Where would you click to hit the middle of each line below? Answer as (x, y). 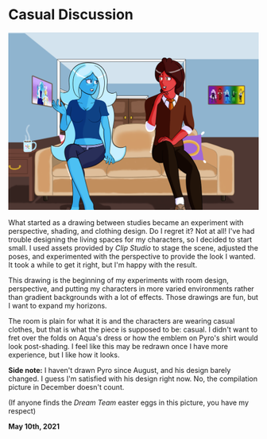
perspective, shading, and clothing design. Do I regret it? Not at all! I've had (132, 231)
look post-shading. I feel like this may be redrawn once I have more (118, 346)
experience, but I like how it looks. (64, 355)
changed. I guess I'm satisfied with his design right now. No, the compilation (133, 379)
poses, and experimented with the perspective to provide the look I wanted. (132, 256)
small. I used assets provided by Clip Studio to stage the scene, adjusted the (133, 247)
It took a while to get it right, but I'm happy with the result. (103, 265)
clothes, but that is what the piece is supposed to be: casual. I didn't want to (133, 329)
